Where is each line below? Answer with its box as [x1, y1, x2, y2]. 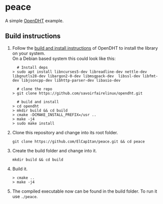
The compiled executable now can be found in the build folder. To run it [12, 188, 158, 194]
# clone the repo [17, 87, 53, 91]
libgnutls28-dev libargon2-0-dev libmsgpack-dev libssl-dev [12, 73, 141, 79]
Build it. [12, 166, 28, 172]
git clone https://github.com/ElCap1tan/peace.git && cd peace [12, 139, 145, 144]
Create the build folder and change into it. [12, 147, 97, 153]
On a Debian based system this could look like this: [12, 56, 116, 61]
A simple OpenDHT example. [5, 18, 64, 24]
